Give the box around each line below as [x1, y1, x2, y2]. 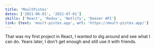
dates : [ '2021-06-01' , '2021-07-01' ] [5, 12, 82, 16]
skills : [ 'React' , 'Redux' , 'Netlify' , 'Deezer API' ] [5, 16, 117, 21]
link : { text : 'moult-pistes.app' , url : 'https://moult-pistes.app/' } [5, 20, 149, 25]
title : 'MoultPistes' [5, 7, 49, 12]
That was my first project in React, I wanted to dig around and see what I [5, 34, 151, 39]
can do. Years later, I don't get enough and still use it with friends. [5, 39, 137, 45]
